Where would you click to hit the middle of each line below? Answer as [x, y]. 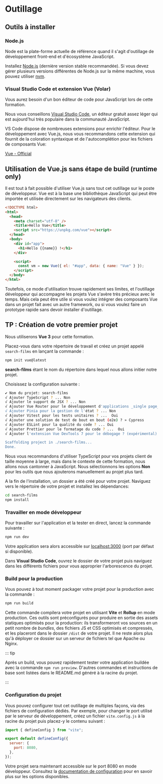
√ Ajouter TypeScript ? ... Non [38, 398]
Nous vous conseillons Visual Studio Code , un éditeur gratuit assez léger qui [81, 114]
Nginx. [12, 644]
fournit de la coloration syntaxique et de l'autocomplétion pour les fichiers [79, 139]
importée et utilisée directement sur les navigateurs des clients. [68, 199]
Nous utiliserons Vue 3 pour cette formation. [50, 336]
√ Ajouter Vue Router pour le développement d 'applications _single [76, 407]
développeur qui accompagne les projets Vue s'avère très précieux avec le [80, 294]
